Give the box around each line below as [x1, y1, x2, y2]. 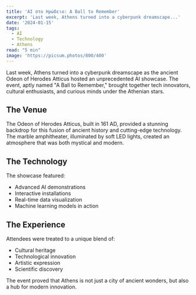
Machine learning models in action [14, 202, 99, 210]
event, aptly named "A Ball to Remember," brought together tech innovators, [6, 81, 191, 89]
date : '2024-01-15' [6, 20, 54, 25]
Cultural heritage [14, 247, 56, 254]
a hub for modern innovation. [6, 283, 77, 290]
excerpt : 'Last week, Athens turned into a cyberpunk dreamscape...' [6, 14, 181, 20]
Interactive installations [14, 190, 71, 197]
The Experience [6, 219, 66, 229]
